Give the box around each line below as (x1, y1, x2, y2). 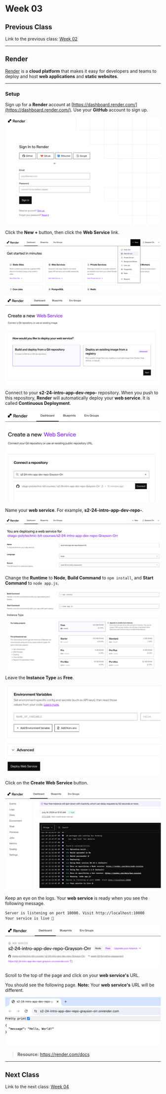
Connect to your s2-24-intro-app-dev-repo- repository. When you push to (5, 389, 159, 395)
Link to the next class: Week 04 (5, 1084, 69, 1090)
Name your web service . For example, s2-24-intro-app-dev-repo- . (5, 507, 144, 513)
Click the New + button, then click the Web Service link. (5, 229, 120, 235)
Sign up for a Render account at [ (5, 102, 73, 108)
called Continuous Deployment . (5, 400, 71, 406)
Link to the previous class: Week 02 (5, 36, 78, 42)
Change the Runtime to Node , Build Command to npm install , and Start (5, 575, 154, 581)
